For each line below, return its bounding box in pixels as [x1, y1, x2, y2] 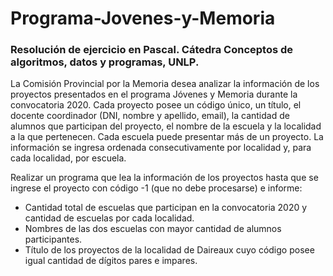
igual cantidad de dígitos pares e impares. [24, 255, 198, 267]
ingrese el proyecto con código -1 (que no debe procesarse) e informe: [10, 182, 303, 194]
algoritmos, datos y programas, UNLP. [10, 55, 200, 69]
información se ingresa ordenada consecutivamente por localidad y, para [10, 142, 312, 154]
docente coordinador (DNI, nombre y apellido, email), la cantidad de [10, 110, 290, 122]
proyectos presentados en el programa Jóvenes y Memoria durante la [10, 88, 298, 101]
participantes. [24, 233, 83, 246]
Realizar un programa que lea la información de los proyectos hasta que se [10, 172, 319, 184]
